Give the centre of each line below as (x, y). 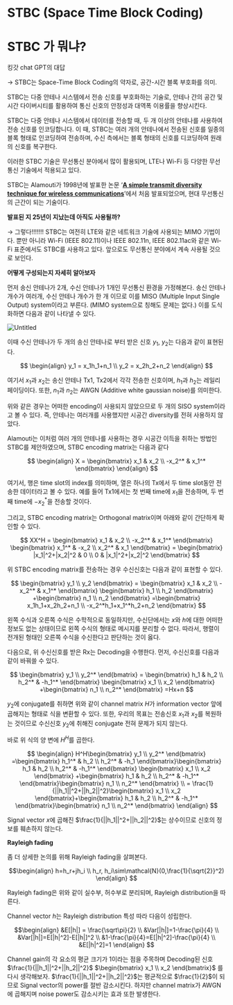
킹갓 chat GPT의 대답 (36, 68)
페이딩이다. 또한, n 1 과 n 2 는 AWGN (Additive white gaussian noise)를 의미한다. (114, 391)
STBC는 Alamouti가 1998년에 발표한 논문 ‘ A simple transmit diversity (105, 185)
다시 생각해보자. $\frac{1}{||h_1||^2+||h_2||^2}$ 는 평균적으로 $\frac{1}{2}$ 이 (113, 976)
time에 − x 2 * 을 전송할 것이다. (53, 502)
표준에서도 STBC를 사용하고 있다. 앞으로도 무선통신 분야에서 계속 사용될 (111, 249)
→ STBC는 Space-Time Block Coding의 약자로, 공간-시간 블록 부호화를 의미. (112, 82)
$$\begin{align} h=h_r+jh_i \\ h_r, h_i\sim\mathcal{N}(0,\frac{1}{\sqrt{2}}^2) (116, 871)
